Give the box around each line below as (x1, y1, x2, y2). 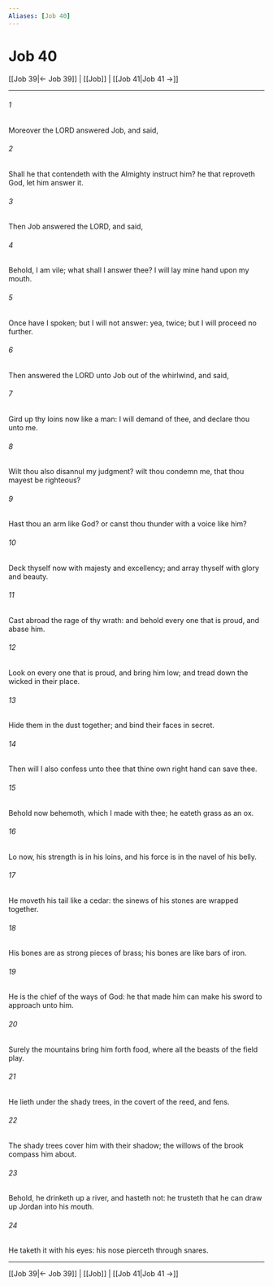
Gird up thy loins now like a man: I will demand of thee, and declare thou (8, 414, 250, 424)
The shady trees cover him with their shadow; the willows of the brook (8, 1140, 244, 1151)
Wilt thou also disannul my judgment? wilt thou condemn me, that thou (8, 467, 245, 477)
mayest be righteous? (8, 475, 81, 485)
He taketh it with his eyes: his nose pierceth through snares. (8, 1245, 209, 1255)
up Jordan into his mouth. (8, 1201, 95, 1212)
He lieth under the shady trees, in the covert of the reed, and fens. (8, 1096, 230, 1106)
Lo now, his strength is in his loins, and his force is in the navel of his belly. (8, 852, 258, 861)
